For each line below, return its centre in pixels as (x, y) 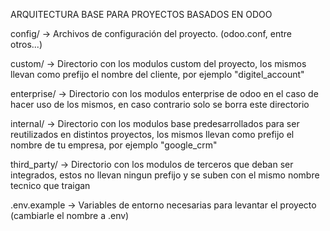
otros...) (26, 44)
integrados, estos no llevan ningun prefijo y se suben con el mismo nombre (165, 175)
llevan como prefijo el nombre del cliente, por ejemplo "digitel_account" (157, 74)
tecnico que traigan (50, 185)
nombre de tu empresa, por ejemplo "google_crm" (114, 145)
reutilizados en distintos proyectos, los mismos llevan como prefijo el (152, 134)
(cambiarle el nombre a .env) (70, 215)
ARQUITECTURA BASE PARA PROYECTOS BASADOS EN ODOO (141, 14)
